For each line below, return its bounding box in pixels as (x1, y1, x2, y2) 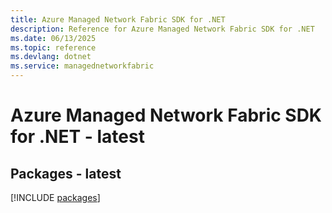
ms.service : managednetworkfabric (10, 61, 155, 71)
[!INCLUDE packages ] (10, 192, 101, 203)
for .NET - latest (10, 126, 145, 148)
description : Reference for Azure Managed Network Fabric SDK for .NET (10, 24, 315, 34)
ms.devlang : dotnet (10, 52, 92, 62)
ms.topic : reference (10, 42, 97, 53)
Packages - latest (10, 165, 122, 182)
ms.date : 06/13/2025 (10, 33, 97, 43)
